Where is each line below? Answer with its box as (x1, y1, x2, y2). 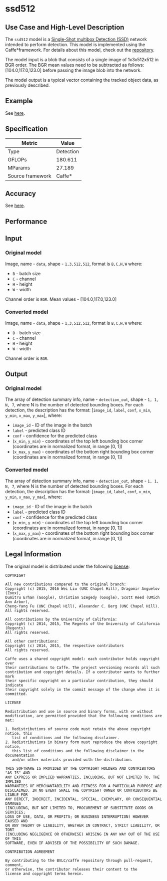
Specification (5, 125, 48, 133)
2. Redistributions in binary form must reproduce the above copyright (5, 740, 157, 745)
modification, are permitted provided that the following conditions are (5, 713, 162, 718)
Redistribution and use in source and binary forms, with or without (5, 709, 153, 714)
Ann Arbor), (5, 599, 30, 604)
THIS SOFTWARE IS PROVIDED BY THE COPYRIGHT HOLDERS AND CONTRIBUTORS (5, 766, 155, 771)
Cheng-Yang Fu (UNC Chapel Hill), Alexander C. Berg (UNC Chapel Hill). (5, 603, 160, 609)
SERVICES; (5, 810, 26, 815)
